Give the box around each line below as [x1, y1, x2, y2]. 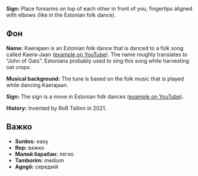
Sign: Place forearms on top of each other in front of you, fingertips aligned [6, 5, 193, 12]
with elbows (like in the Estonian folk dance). [6, 11, 117, 18]
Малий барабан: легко [14, 150, 74, 158]
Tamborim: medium [14, 156, 65, 163]
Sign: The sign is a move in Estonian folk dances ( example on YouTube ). [6, 92, 184, 100]
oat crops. [6, 63, 32, 70]
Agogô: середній [14, 163, 59, 170]
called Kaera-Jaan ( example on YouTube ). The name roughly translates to [6, 51, 188, 58]
